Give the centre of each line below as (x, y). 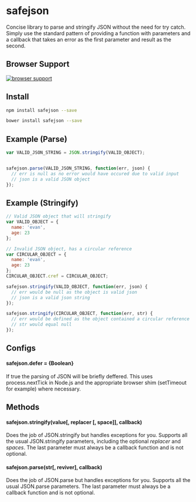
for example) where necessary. (44, 389)
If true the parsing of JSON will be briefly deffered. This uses (80, 376)
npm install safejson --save (42, 110)
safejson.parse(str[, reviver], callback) (54, 467)
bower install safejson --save (44, 121)
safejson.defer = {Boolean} (40, 363)
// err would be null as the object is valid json (74, 292)
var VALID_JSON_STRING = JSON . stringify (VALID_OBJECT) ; (75, 153)
